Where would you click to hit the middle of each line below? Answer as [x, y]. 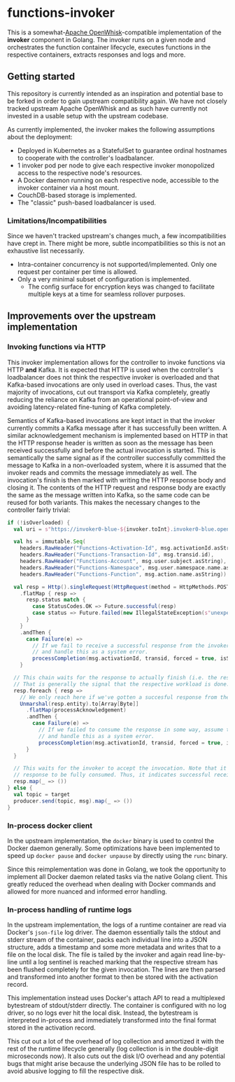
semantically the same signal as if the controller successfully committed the [116, 457]
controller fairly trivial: [39, 510]
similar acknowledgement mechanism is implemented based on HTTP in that [118, 435]
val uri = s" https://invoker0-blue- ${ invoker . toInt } [92, 529]
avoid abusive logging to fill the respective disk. [76, 1071]
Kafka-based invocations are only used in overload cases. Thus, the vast [112, 384]
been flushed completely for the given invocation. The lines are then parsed [116, 970]
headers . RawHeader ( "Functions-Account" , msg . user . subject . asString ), [123, 562]
